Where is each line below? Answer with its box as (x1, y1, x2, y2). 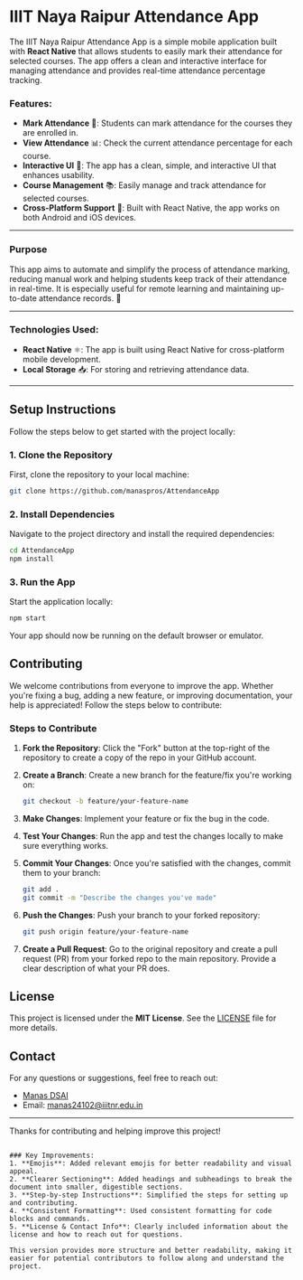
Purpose (9, 243, 48, 256)
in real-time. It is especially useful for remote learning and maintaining (9, 283, 270, 294)
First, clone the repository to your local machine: (9, 468, 189, 480)
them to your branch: (22, 868, 101, 879)
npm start (9, 614, 47, 623)
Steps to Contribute (9, 721, 97, 734)
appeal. (9, 1167, 39, 1176)
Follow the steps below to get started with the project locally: (9, 426, 236, 437)
